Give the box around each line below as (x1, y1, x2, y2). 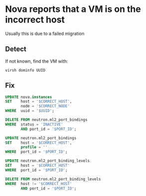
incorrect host (5, 14, 65, 25)
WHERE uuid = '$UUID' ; (5, 108, 55, 113)
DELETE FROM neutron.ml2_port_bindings (5, 117, 88, 122)
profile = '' (20, 145, 48, 150)
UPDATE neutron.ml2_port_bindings (5, 135, 77, 140)
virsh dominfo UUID (5, 68, 46, 73)
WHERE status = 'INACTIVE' (5, 122, 64, 127)
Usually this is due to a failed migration (5, 30, 84, 36)
